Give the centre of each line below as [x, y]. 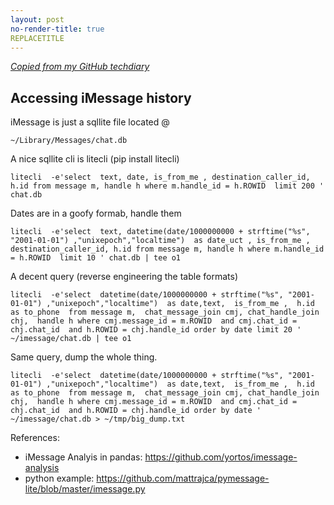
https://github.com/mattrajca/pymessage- [183, 478]
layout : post [37, 19]
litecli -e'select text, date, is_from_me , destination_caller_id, [160, 177]
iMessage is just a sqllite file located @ [90, 122]
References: [35, 438]
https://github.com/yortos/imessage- [221, 457]
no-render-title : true [57, 29]
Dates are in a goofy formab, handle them [96, 213]
